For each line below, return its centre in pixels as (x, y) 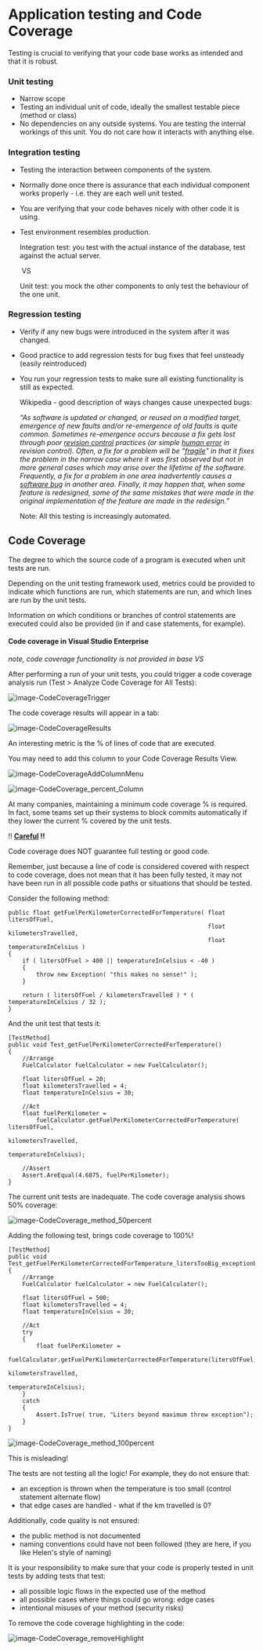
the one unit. (40, 294)
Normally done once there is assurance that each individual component (135, 184)
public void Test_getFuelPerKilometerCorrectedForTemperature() (115, 1045)
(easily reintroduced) (53, 363)
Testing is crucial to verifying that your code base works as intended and (126, 53)
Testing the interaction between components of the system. (116, 170)
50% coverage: (33, 1205)
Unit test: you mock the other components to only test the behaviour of (134, 286)
